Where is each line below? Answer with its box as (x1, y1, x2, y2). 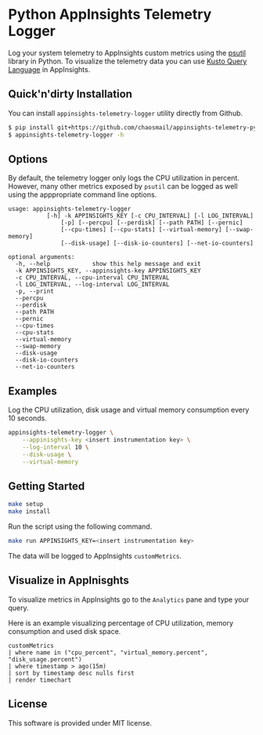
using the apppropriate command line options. (8, 190, 157, 199)
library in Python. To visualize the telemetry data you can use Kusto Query (8, 56, 247, 66)
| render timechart (8, 676, 72, 684)
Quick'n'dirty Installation (8, 88, 133, 101)
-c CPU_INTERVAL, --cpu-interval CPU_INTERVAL (15, 274, 170, 282)
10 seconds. (8, 413, 47, 423)
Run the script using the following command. (8, 522, 153, 531)
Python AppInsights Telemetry (8, 5, 212, 24)
